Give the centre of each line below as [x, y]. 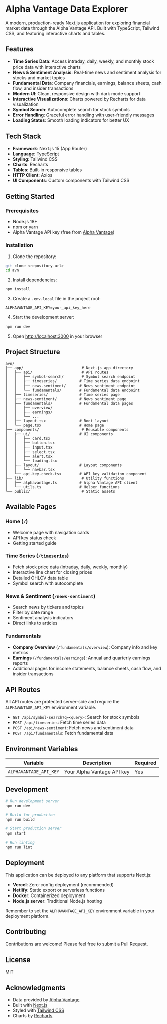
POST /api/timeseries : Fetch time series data [59, 722]
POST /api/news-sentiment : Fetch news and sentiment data [73, 728]
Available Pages [31, 507]
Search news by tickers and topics [48, 607]
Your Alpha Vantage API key [97, 772]
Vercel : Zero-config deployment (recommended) [63, 884]
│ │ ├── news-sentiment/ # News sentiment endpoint [70, 386]
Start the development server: [43, 317]
